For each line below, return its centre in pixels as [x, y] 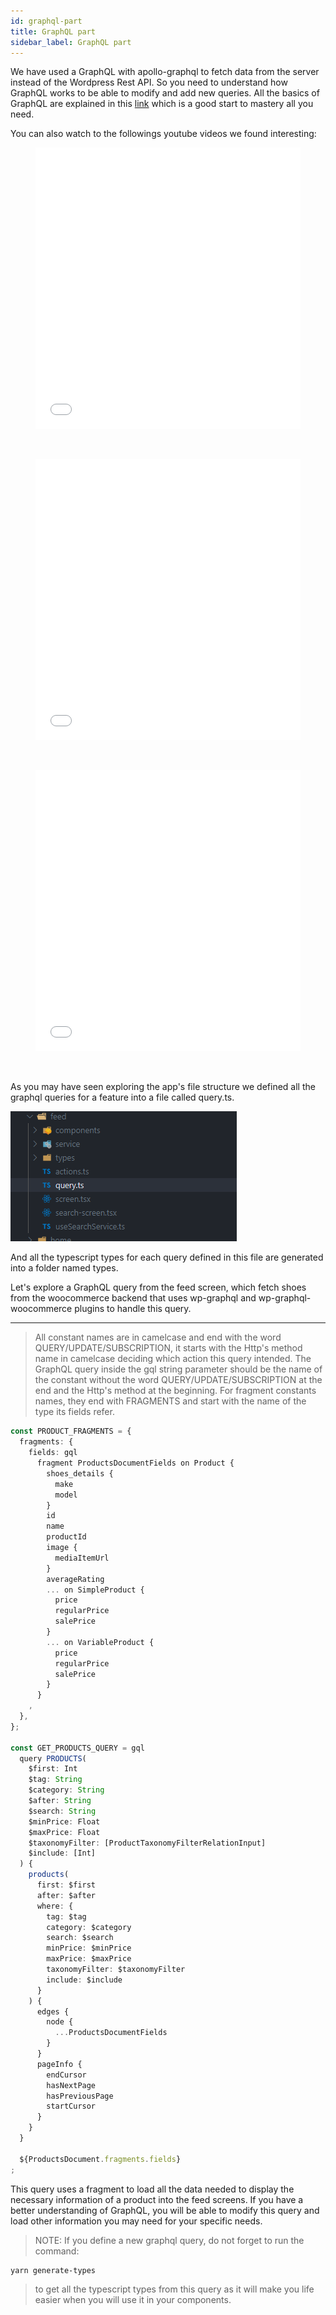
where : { [55, 1906]
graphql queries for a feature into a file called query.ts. [122, 1097]
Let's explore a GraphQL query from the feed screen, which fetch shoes [158, 1287]
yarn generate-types [53, 2270]
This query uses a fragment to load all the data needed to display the [152, 2189]
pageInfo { [59, 2064]
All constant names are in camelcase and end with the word [158, 1337]
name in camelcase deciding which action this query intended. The [173, 1359]
